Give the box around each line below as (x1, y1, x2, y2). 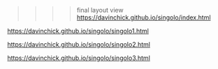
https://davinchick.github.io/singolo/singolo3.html (7, 54, 150, 62)
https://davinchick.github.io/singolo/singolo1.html (7, 27, 149, 35)
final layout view (76, 6, 124, 14)
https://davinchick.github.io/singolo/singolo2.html (7, 40, 150, 48)
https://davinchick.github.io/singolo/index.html (76, 13, 211, 22)
